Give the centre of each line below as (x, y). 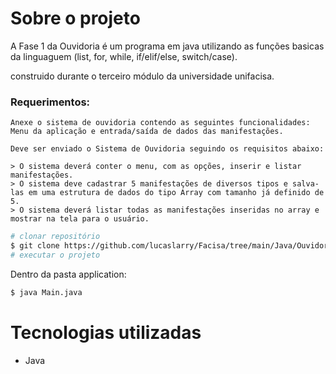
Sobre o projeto (75, 18)
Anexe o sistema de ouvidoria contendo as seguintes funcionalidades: (160, 123)
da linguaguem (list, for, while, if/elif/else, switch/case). (124, 56)
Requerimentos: (50, 102)
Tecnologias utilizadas (106, 332)
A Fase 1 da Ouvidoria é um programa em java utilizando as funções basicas (167, 46)
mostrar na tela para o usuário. (80, 219)
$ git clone (35, 246)
